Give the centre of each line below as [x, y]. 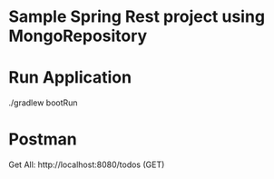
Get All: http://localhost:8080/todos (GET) [87, 164]
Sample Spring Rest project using [137, 17]
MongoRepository [78, 36]
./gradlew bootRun [43, 103]
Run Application [70, 78]
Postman [43, 139]
